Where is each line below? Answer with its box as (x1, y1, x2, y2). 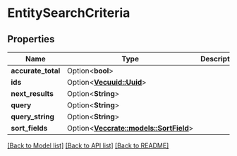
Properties (7, 33, 55, 45)
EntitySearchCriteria (7, 5, 130, 21)
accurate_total (11, 66, 61, 76)
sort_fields (11, 124, 48, 133)
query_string (11, 112, 55, 121)
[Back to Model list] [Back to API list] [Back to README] (7, 141, 169, 150)
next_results (11, 89, 54, 98)
